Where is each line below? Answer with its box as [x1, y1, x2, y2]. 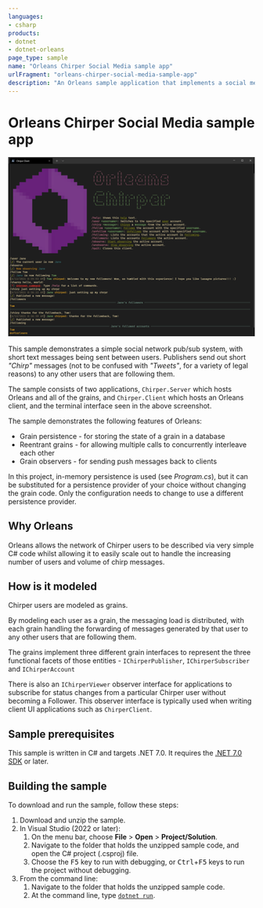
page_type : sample [8, 54, 68, 62]
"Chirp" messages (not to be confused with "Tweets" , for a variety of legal [8, 361, 249, 370]
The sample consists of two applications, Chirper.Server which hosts [8, 384, 232, 394]
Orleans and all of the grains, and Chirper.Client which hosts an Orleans [8, 393, 244, 402]
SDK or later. [8, 756, 49, 766]
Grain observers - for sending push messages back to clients [19, 456, 218, 466]
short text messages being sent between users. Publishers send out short [8, 352, 247, 361]
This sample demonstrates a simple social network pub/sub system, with [8, 344, 243, 353]
